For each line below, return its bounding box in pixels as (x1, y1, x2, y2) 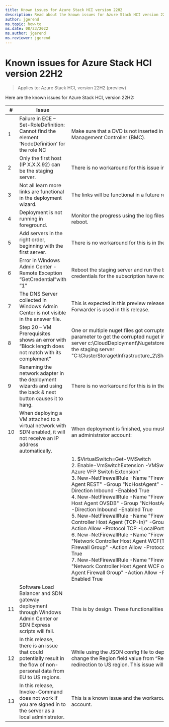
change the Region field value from (71, 654, 154, 661)
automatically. (19, 447, 53, 454)
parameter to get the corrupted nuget (71, 333, 160, 340)
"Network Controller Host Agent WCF (71, 563, 160, 570)
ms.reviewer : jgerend (5, 36, 51, 41)
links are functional (19, 188, 64, 195)
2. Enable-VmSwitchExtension (71, 462, 144, 469)
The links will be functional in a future (71, 191, 160, 198)
